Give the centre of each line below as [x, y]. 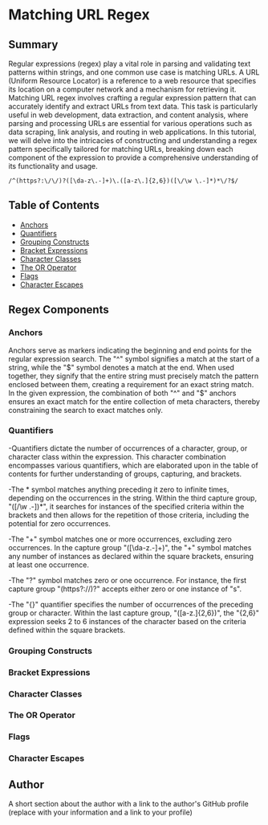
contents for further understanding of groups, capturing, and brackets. [125, 474]
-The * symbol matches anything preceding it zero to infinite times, [119, 489]
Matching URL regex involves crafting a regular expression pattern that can [132, 98]
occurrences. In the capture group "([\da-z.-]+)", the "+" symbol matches [130, 547]
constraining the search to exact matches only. [85, 410]
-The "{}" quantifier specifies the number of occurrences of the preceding [131, 604]
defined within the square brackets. [67, 630]
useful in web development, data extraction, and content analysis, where [128, 115]
